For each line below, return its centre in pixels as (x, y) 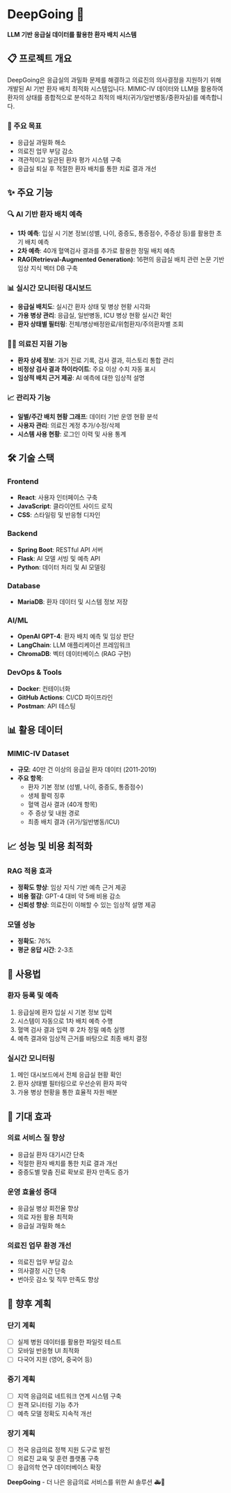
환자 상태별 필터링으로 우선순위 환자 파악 (72, 1084)
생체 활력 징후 (46, 796)
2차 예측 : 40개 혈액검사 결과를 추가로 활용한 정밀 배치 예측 (96, 250)
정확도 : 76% (34, 941)
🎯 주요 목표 (24, 126)
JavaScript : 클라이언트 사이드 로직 (65, 507)
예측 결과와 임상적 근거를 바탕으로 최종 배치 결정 (82, 1038)
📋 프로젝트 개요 (39, 59)
